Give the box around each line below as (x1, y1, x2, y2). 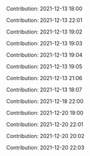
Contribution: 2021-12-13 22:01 (6, 17, 83, 23)
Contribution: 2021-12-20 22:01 (6, 121, 83, 128)
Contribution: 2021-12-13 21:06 (6, 75, 83, 81)
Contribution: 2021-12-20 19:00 (6, 109, 84, 116)
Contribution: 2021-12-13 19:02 (6, 28, 83, 35)
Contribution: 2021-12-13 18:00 (6, 5, 83, 12)
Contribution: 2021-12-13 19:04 (6, 51, 83, 59)
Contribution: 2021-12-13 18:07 (6, 86, 82, 93)
